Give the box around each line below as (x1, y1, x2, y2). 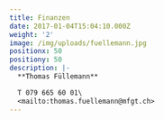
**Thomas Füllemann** (17, 72, 99, 81)
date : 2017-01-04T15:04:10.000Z (9, 22, 131, 31)
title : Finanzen (9, 13, 70, 23)
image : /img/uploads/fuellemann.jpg (9, 38, 147, 48)
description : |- (9, 64, 70, 73)
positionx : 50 (9, 47, 63, 56)
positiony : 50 (9, 55, 63, 64)
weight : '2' (9, 30, 54, 39)
